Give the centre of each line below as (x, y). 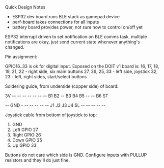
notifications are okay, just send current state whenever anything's (72, 42)
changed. (15, 47)
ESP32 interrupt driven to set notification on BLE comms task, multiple (76, 37)
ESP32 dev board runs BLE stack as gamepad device (66, 17)
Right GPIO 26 (27, 135)
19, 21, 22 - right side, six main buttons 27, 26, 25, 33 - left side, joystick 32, (82, 71)
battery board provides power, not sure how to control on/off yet (77, 27)
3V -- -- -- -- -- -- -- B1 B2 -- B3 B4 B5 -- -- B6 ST (57, 96)
